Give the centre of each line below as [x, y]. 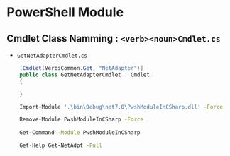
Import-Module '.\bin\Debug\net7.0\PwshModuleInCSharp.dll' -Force [121, 107]
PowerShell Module [65, 12]
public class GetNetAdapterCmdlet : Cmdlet [85, 75]
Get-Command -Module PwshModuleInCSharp [80, 133]
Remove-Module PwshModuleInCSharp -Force [81, 120]
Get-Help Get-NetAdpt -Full [61, 145]
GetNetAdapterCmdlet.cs [52, 56]
